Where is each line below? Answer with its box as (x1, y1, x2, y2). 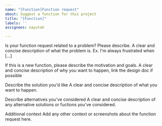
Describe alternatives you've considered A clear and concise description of (5, 96, 156, 102)
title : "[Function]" (5, 16, 47, 21)
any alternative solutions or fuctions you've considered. (5, 102, 116, 108)
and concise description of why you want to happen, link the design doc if (5, 67, 153, 73)
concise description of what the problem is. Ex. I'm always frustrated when (5, 48, 155, 54)
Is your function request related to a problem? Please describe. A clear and (5, 43, 155, 48)
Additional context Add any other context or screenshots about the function (5, 111, 156, 117)
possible (5, 73, 22, 79)
